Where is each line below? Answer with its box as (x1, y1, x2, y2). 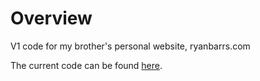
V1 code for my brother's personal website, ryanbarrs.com (10, 40, 251, 52)
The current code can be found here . (10, 59, 163, 71)
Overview (10, 7, 93, 30)
